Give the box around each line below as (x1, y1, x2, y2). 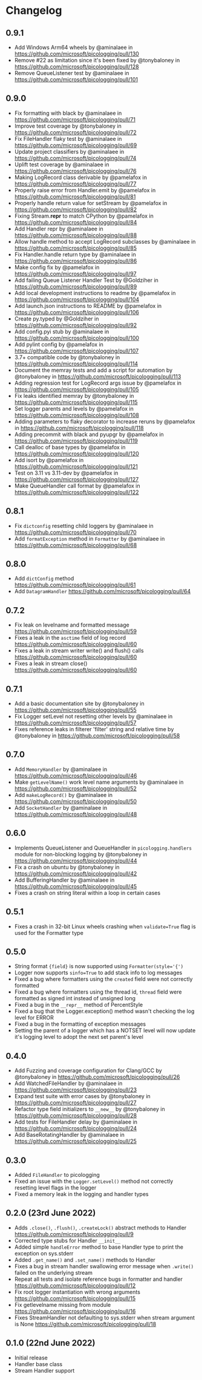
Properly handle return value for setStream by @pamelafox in (14, 199, 168, 206)
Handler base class (14, 1360, 63, 1367)
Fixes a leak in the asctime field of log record (14, 634, 126, 642)
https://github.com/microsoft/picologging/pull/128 (14, 63, 140, 70)
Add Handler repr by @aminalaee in (14, 225, 103, 232)
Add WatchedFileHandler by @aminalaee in (14, 1080, 123, 1087)
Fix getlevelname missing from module (14, 1301, 111, 1308)
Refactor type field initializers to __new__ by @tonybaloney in (14, 1105, 165, 1113)
